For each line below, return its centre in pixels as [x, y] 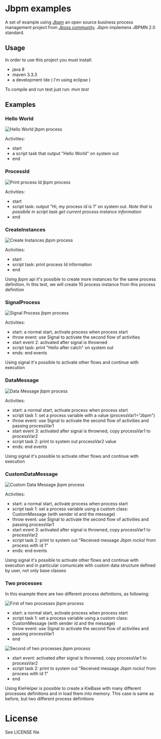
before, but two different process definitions [50, 699]
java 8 [18, 69]
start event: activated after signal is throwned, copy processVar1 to [79, 658]
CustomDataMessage [32, 474]
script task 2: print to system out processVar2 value [64, 441]
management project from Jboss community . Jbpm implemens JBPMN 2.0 [80, 27]
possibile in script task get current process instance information [77, 211]
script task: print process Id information [52, 264]
